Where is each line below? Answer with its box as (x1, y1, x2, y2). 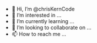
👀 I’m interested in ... (11, 12, 62, 19)
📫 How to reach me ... (11, 31, 66, 37)
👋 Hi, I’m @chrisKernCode (11, 6, 75, 12)
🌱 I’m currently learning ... (11, 18, 75, 24)
